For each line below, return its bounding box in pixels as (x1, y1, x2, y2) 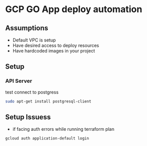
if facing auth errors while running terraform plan (12, 126, 115, 132)
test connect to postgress (5, 89, 59, 95)
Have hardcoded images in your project (12, 48, 95, 54)
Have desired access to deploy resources (12, 42, 100, 48)
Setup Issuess (5, 113, 51, 121)
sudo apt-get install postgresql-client (5, 99, 92, 104)
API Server (5, 77, 32, 84)
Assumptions (5, 24, 48, 32)
